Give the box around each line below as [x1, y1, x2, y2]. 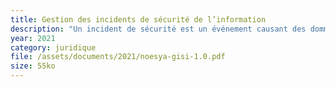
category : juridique [10, 42, 97, 53]
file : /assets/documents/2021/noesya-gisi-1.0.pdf [10, 52, 226, 62]
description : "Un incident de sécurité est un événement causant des [10, 24, 307, 34]
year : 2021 [10, 33, 56, 43]
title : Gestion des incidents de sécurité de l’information [10, 14, 267, 25]
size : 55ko [10, 61, 56, 71]
